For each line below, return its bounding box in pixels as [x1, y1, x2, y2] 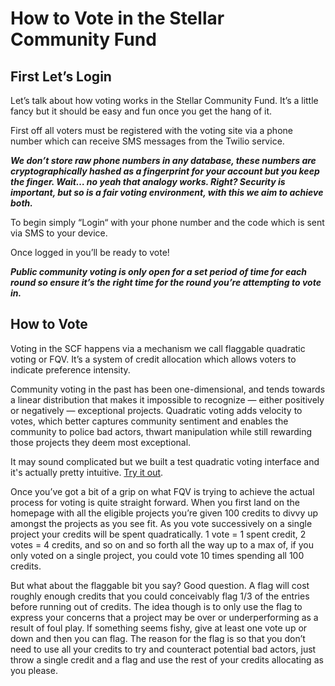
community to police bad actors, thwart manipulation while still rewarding [10, 425, 313, 437]
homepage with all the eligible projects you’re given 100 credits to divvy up [10, 507, 319, 519]
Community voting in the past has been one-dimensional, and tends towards [10, 383, 326, 395]
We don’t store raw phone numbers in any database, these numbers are [10, 155, 317, 166]
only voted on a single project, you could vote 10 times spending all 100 [10, 549, 305, 561]
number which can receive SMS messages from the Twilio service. [10, 135, 285, 147]
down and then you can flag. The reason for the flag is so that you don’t [10, 632, 306, 644]
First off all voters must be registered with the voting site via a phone [10, 125, 293, 136]
